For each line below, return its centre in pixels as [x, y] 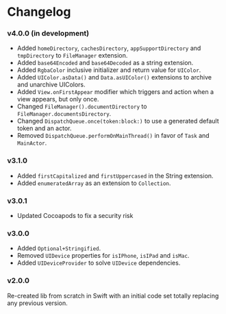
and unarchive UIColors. [51, 85]
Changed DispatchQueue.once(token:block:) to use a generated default [118, 121]
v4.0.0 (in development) [48, 34]
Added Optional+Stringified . [59, 248]
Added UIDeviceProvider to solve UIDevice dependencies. [99, 263]
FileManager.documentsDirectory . [64, 114]
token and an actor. [44, 128]
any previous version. [37, 303]
